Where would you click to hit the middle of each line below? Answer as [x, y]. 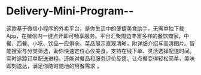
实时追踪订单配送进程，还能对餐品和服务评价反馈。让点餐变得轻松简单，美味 [100, 58]
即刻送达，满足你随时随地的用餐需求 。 [54, 66]
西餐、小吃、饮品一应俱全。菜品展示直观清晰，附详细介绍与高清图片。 [103, 43]
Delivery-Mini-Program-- [70, 11]
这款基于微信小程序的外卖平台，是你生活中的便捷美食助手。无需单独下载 [95, 28]
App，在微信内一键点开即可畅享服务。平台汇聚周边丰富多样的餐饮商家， [95, 36]
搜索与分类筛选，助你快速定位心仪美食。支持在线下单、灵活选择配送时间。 [103, 51]
